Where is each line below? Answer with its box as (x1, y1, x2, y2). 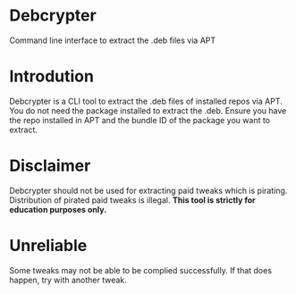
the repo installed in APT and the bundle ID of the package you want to (9, 114, 271, 125)
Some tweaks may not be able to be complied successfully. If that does (9, 265, 273, 275)
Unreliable (9, 236, 88, 256)
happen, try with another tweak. (9, 274, 127, 285)
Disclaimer (9, 155, 91, 176)
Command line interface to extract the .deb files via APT (9, 35, 216, 46)
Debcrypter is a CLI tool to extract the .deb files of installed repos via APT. (9, 96, 283, 106)
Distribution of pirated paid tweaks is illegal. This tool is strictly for (9, 194, 257, 206)
